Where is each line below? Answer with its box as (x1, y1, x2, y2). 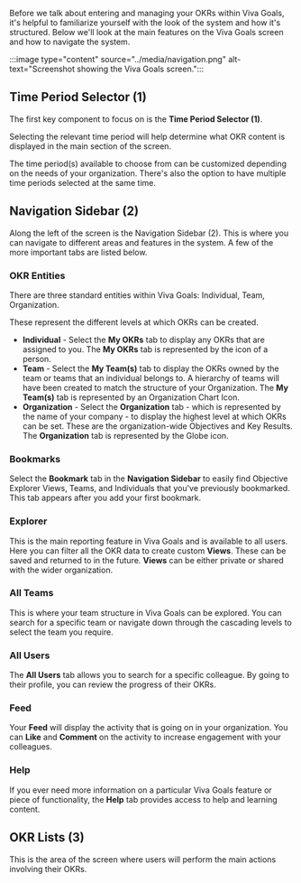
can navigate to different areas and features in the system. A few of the (9, 237, 274, 247)
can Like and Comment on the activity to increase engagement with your (9, 731, 281, 743)
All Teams (9, 587, 54, 600)
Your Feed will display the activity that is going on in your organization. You (9, 722, 288, 733)
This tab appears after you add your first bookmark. (9, 492, 201, 504)
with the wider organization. (9, 564, 114, 575)
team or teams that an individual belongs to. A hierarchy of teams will (22, 372, 279, 383)
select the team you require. (9, 627, 114, 637)
